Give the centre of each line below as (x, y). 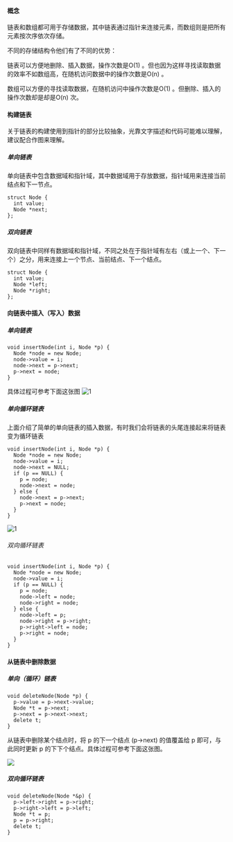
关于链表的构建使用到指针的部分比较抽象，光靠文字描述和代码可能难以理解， (116, 131)
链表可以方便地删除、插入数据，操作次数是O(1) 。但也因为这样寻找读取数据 (114, 65)
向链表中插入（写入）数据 (44, 313)
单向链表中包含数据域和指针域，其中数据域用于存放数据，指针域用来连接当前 (116, 176)
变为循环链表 (25, 436)
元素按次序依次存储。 (37, 36)
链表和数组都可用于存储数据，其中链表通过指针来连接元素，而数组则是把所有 (116, 27)
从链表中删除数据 (32, 661)
